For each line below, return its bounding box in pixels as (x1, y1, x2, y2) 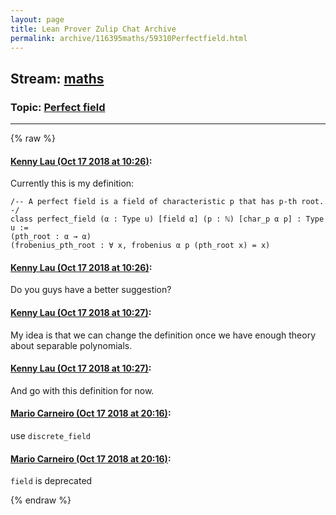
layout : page (10, 14, 65, 25)
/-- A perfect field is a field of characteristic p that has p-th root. (10, 197, 325, 207)
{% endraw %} (10, 494, 72, 506)
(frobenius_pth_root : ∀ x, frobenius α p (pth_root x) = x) (10, 241, 271, 251)
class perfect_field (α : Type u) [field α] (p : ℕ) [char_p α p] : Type (10, 214, 325, 225)
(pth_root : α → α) (10, 232, 92, 242)
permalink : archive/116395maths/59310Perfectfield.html (10, 33, 248, 43)
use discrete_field (10, 430, 92, 442)
